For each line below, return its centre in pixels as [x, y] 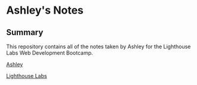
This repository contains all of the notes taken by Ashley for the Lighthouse [98, 46]
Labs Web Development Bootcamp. [50, 53]
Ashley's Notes [45, 10]
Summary [25, 32]
